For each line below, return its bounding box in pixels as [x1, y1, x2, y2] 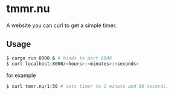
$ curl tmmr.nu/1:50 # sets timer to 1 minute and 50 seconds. [6, 83, 169, 89]
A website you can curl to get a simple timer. [6, 22, 117, 29]
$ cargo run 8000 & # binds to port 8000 [6, 55, 112, 61]
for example [6, 72, 36, 79]
